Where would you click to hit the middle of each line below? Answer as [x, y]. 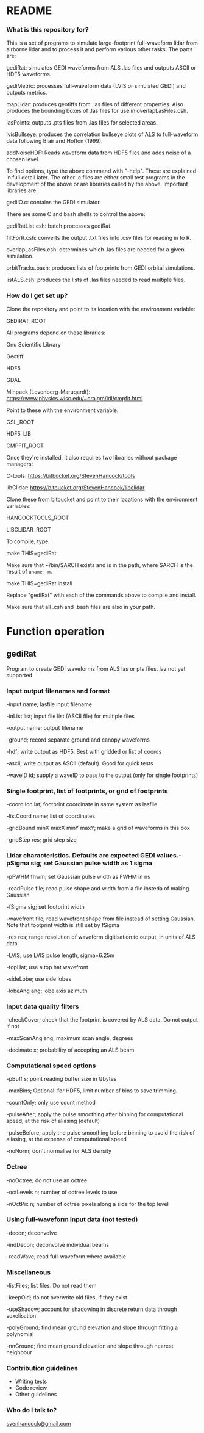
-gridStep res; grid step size [42, 840]
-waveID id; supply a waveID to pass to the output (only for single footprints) [102, 775]
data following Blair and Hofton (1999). [55, 141]
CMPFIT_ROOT [25, 446]
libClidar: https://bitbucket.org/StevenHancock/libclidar [76, 487]
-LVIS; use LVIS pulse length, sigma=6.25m [61, 955]
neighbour [19, 1352]
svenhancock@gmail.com [39, 1423]
